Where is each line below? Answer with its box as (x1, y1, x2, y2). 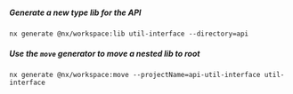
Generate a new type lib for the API (9, 7, 142, 18)
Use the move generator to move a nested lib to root (9, 48, 200, 59)
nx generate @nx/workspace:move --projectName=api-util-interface (9, 70, 261, 79)
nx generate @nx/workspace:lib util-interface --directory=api (9, 29, 249, 38)
